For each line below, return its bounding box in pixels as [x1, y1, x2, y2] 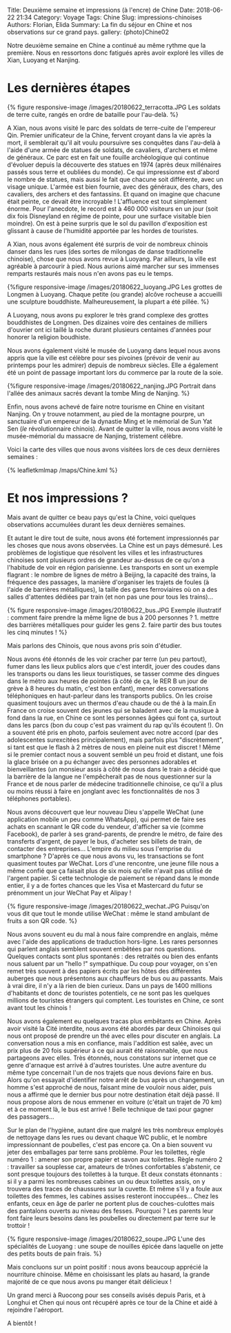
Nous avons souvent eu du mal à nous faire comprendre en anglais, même [7, 930, 219, 938]
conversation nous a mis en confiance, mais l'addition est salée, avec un [7, 1038, 213, 1047]
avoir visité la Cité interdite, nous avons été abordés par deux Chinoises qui [7, 1024, 221, 1032]
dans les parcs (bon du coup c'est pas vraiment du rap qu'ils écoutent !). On [7, 720, 224, 729]
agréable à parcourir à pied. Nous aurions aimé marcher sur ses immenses [7, 262, 219, 270]
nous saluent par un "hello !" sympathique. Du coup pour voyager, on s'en [7, 959, 218, 967]
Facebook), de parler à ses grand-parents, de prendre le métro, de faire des [7, 830, 223, 838]
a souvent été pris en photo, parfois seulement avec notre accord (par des [7, 728, 219, 736]
